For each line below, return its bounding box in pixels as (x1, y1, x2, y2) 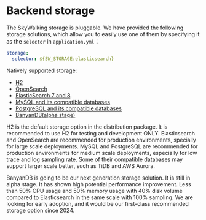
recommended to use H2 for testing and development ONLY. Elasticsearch (6, 129, 196, 137)
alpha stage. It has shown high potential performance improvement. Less (6, 180, 192, 188)
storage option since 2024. (6, 207, 75, 214)
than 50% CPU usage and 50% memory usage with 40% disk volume (6, 187, 183, 194)
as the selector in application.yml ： (6, 37, 100, 45)
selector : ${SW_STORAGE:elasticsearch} (12, 56, 114, 62)
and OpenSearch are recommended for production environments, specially (6, 136, 197, 143)
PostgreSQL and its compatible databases (15, 105, 122, 112)
